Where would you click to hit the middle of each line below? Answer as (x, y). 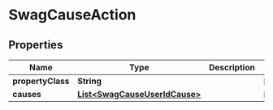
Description (232, 68)
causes (27, 94)
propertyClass (41, 81)
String (89, 81)
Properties (36, 45)
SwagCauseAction (72, 15)
